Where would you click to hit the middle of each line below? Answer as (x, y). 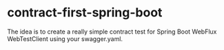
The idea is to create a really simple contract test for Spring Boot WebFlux (112, 32)
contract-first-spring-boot (85, 13)
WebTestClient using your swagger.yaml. (65, 38)
